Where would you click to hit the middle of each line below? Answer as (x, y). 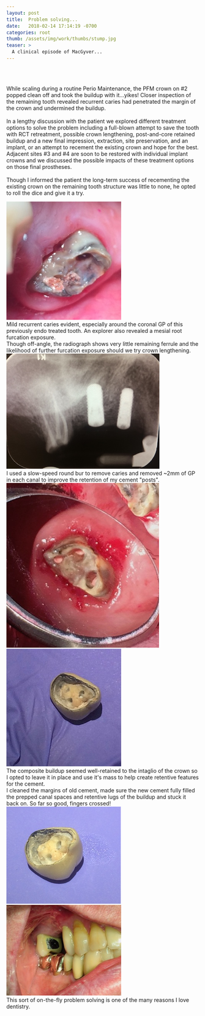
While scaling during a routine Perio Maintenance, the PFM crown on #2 (97, 88)
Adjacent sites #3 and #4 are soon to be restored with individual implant (97, 154)
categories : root (28, 33)
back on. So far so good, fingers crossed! (59, 803)
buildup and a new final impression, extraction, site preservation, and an (97, 141)
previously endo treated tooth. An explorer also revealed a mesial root (94, 330)
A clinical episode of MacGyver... (57, 52)
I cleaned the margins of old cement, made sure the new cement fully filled (101, 790)
